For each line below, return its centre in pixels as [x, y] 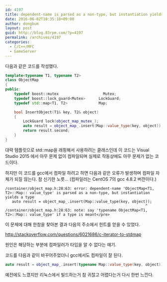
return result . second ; [46, 131]
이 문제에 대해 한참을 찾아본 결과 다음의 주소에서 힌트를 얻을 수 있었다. [73, 224]
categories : [17, 42]
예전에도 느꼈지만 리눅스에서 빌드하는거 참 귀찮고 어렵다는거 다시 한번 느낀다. [80, 275]
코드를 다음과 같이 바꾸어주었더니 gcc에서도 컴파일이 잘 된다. [64, 255]
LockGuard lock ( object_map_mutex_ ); [61, 121]
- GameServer [23, 51]
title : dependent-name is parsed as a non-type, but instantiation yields [84, 14]
